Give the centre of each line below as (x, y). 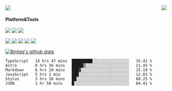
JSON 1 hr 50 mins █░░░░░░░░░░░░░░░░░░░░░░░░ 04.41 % (79, 84)
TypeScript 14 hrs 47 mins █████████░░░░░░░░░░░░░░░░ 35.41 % (79, 61)
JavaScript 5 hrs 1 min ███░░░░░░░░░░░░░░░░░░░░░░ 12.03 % (79, 75)
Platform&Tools (22, 19)
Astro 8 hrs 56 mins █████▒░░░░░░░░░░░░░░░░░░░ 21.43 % (79, 66)
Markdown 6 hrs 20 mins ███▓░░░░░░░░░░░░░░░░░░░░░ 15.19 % (79, 70)
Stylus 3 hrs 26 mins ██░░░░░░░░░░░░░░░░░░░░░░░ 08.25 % (79, 79)
